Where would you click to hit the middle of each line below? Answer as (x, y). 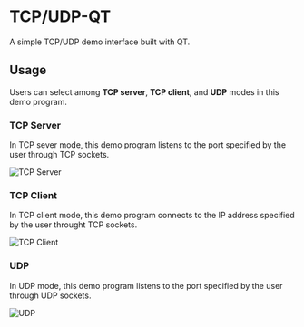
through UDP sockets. (50, 295)
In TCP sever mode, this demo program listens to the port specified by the (148, 145)
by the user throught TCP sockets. (74, 225)
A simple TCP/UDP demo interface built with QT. (100, 42)
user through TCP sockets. (59, 155)
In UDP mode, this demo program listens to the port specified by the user (146, 285)
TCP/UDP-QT (60, 17)
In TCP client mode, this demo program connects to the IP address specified (152, 216)
